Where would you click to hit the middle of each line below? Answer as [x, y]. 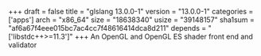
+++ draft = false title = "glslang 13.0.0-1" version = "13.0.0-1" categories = [131, 11]
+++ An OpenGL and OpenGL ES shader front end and [164, 36]
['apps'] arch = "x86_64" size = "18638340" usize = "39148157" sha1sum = [131, 20]
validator [23, 45]
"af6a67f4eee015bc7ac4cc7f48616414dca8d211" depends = [107, 28]
